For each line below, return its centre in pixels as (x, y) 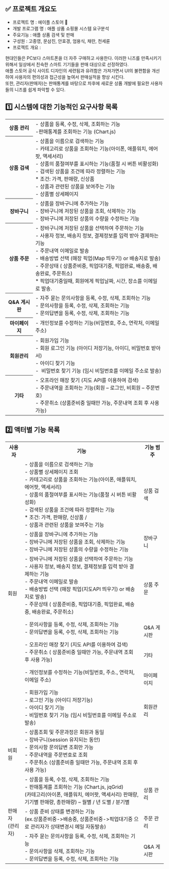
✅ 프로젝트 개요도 (31, 9)
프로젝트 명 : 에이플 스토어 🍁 (40, 22)
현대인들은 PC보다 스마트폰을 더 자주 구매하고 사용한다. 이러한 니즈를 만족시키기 (83, 58)
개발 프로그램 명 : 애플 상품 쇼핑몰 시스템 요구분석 (61, 28)
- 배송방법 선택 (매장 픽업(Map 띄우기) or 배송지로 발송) (98, 258)
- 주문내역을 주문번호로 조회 (56, 755)
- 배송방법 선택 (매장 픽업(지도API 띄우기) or (74, 589)
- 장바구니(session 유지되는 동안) (62, 740)
